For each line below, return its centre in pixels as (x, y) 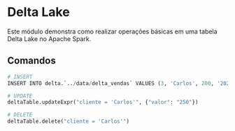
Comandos (31, 61)
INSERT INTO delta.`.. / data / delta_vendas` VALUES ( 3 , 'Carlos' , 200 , (111, 83)
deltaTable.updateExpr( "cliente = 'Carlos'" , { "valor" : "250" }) (103, 102)
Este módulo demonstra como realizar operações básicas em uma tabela (113, 31)
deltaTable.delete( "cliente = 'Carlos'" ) (69, 122)
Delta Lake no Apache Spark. (49, 38)
